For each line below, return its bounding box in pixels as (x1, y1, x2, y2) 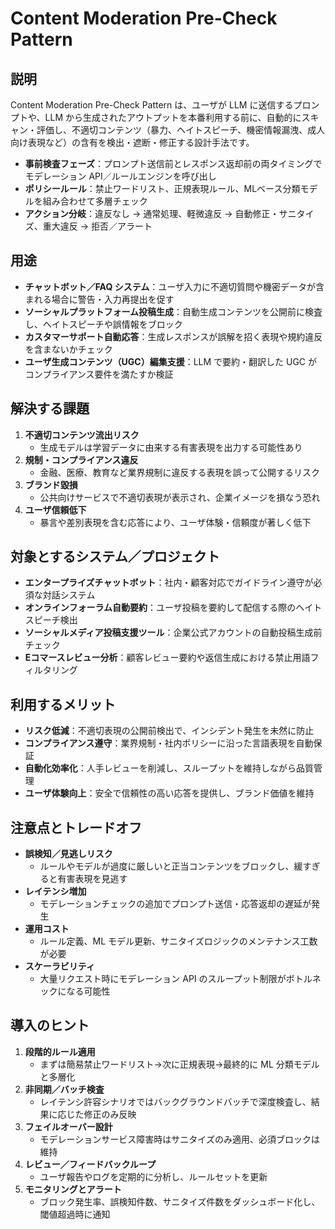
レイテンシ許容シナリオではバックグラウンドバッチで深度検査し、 (39, 1095, 312, 1107)
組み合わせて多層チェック (42, 195, 148, 207)
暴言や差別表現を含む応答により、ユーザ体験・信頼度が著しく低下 (39, 516, 312, 528)
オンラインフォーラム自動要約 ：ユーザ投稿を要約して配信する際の (24, 602, 297, 614)
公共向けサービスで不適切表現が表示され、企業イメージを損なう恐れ (39, 491, 321, 503)
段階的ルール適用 (24, 1045, 96, 1057)
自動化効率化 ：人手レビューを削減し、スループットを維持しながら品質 (24, 762, 314, 774)
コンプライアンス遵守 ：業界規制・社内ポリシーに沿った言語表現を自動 (24, 737, 314, 749)
